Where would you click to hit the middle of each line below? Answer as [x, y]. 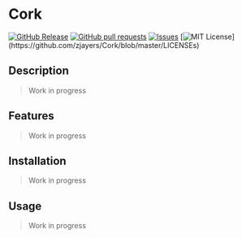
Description [39, 71]
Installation [37, 160]
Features [31, 116]
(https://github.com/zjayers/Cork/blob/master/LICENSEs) [104, 45]
